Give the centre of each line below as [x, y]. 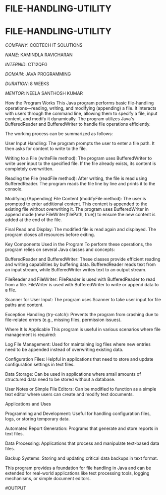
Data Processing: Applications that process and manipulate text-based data [82, 443]
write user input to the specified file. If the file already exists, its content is [81, 164]
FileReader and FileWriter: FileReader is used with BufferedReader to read [80, 279]
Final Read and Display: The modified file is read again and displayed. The [81, 230]
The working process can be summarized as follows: [59, 134]
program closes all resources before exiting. [50, 235]
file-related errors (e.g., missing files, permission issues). [63, 320]
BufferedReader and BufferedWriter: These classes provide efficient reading [83, 259]
